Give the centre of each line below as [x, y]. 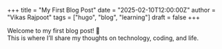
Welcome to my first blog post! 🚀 [53, 31]
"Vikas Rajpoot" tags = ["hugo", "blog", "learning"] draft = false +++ [104, 17]
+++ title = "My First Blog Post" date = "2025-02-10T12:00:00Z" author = [111, 10]
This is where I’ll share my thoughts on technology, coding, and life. [103, 38]
